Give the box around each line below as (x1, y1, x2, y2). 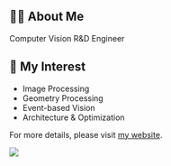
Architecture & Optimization (22, 112, 125, 123)
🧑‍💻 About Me (9, 9, 85, 24)
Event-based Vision (22, 102, 96, 113)
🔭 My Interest (9, 60, 86, 75)
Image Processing (22, 83, 90, 94)
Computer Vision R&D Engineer (9, 32, 125, 43)
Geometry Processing (22, 92, 103, 104)
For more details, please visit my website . (9, 129, 163, 140)
